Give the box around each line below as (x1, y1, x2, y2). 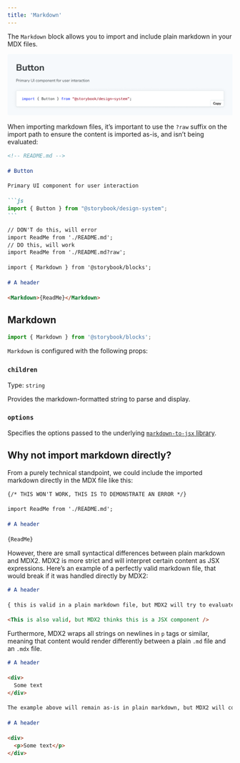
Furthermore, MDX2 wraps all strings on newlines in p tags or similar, (7, 629, 209, 638)
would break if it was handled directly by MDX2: (7, 572, 149, 580)
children (7, 366, 38, 374)
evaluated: (7, 137, 39, 146)
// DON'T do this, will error (7, 226, 98, 234)
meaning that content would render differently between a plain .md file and (7, 637, 226, 646)
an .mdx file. (7, 644, 42, 653)
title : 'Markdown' (7, 11, 62, 19)
